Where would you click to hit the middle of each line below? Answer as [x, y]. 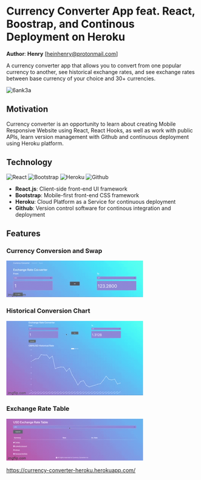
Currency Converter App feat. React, [101, 11]
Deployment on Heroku [66, 37]
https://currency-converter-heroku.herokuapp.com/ [71, 470]
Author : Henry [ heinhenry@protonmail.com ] [62, 53]
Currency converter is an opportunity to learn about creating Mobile [91, 124]
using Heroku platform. [35, 143]
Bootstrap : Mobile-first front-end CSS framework [77, 195]
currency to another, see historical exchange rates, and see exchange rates [101, 72]
